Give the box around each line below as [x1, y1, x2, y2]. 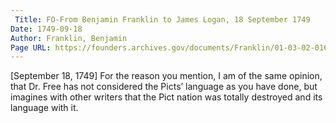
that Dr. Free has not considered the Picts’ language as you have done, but [10, 81, 318, 93]
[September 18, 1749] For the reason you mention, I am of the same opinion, [10, 70, 323, 82]
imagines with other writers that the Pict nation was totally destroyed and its [10, 91, 323, 103]
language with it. [10, 102, 79, 114]
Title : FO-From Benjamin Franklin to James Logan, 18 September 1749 [14, 14, 311, 25]
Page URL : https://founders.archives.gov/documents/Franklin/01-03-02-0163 [10, 42, 333, 53]
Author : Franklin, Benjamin [10, 33, 128, 43]
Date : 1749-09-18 [10, 24, 83, 34]
